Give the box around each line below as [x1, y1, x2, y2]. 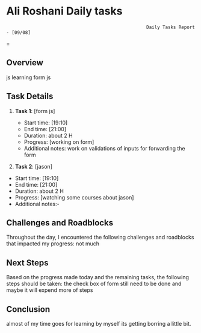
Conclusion [6, 304, 51, 314]
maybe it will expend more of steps [6, 286, 93, 294]
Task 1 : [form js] [14, 107, 55, 114]
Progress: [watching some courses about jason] [14, 193, 134, 201]
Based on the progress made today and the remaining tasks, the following [6, 274, 190, 281]
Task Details [6, 91, 54, 102]
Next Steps [6, 257, 49, 268]
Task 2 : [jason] [14, 163, 53, 170]
